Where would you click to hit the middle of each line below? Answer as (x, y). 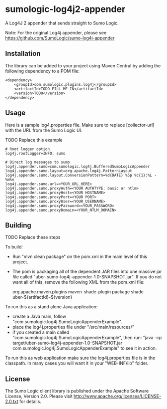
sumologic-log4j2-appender (65, 9)
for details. (30, 402)
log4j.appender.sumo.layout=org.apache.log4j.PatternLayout (69, 171)
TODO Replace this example (34, 140)
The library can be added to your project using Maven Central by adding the (83, 65)
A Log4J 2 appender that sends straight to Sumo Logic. (62, 23)
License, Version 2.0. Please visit (39, 396)
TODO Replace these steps (33, 237)
